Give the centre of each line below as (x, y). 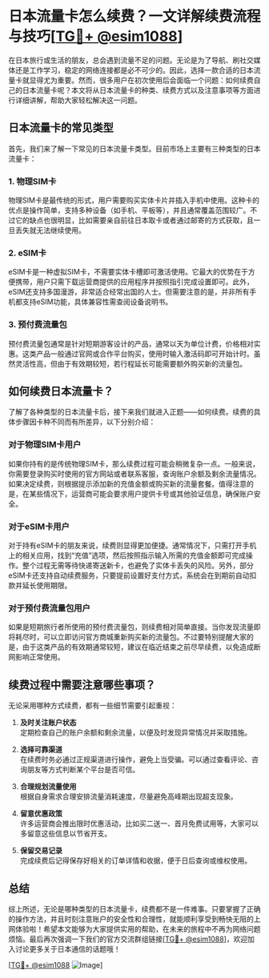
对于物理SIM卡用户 (45, 445)
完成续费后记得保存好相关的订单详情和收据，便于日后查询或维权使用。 (136, 860)
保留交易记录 (41, 851)
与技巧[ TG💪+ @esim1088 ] (96, 36)
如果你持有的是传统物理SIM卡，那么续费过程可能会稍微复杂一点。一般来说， (134, 463)
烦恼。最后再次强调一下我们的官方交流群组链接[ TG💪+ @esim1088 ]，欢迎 (128, 939)
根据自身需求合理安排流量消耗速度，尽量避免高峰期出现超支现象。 (128, 796)
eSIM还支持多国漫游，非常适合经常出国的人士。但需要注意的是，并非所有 (129, 292)
